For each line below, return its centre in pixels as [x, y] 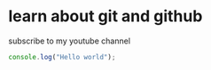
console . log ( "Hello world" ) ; [62, 57]
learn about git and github [105, 16]
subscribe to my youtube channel [69, 41]
